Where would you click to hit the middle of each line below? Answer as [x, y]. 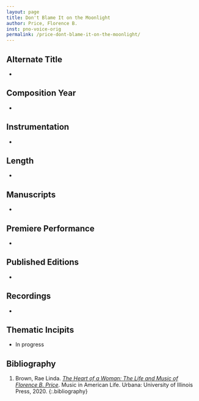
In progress [30, 344]
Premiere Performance [50, 228]
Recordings [29, 296]
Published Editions [43, 262]
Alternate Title [34, 59]
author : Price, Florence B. [42, 23]
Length [20, 161]
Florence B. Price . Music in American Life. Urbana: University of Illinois [104, 385]
